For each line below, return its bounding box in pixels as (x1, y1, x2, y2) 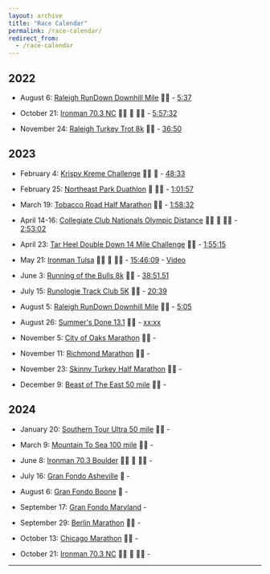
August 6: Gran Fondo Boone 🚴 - (19, 486, 129, 496)
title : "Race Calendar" (8, 19, 88, 27)
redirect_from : (8, 34, 59, 43)
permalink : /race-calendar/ (8, 27, 103, 35)
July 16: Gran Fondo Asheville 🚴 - (19, 471, 130, 481)
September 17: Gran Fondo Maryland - (19, 502, 147, 511)
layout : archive (8, 11, 63, 20)
